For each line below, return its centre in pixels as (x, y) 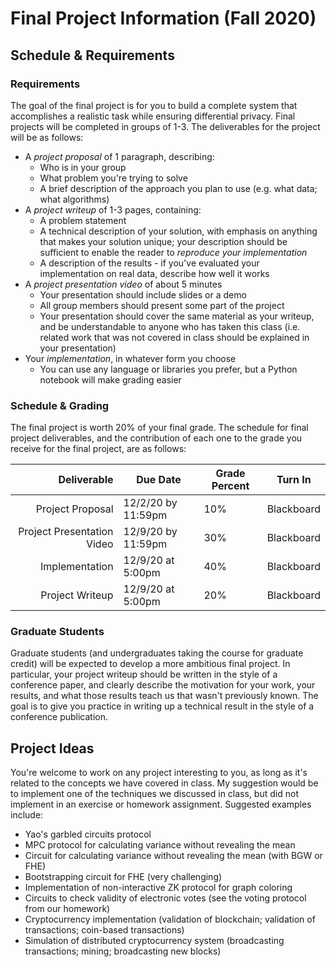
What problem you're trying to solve (113, 178)
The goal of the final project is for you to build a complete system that (154, 105)
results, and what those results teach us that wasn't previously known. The (164, 696)
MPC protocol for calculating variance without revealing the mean (160, 845)
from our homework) (67, 909)
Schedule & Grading (60, 405)
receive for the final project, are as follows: (98, 449)
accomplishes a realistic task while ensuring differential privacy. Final (153, 116)
